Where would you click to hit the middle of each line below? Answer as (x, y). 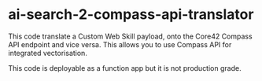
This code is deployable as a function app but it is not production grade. (125, 68)
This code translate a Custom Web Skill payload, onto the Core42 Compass (131, 36)
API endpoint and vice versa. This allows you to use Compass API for (120, 44)
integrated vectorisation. (48, 53)
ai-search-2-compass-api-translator (131, 15)
